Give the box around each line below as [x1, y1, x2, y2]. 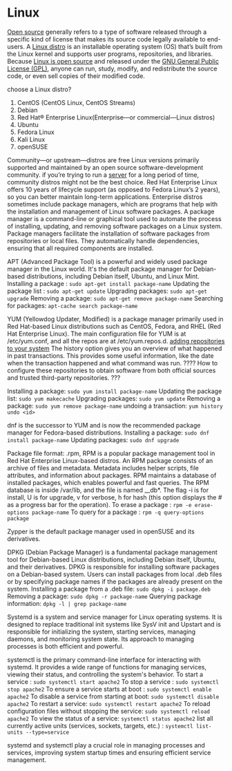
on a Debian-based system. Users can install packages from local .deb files [7, 570, 222, 578]
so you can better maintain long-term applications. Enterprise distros [7, 192, 203, 201]
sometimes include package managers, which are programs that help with [7, 200, 218, 208]
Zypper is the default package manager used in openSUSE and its [7, 527, 195, 535]
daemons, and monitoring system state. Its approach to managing [7, 634, 195, 643]
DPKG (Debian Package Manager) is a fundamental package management [7, 548, 217, 556]
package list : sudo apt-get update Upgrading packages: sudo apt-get [7, 287, 208, 295]
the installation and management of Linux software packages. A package [7, 207, 215, 216]
